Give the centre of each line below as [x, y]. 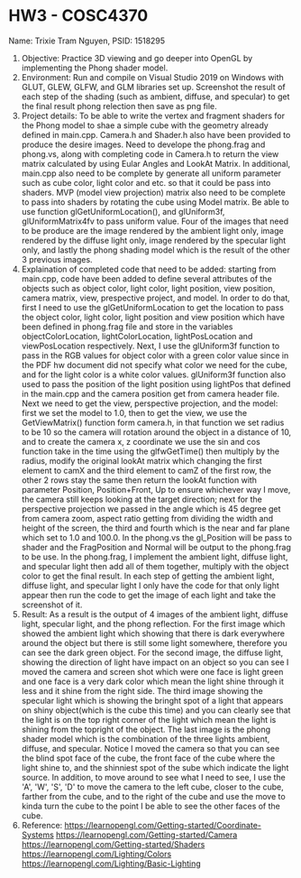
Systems [38, 835]
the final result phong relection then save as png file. [119, 106]
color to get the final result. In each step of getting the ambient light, [148, 576]
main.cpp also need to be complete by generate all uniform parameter [151, 173]
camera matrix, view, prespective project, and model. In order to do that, [155, 298]
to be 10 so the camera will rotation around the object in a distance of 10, [156, 432]
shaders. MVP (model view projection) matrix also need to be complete [153, 192]
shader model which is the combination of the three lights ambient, [146, 739]
